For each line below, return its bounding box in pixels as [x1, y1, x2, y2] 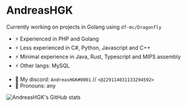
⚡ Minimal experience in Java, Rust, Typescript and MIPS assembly [14, 53, 181, 60]
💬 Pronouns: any [14, 82, 56, 89]
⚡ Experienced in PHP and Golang [14, 35, 99, 42]
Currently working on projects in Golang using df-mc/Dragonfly [6, 23, 162, 30]
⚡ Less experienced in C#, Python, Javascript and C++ [14, 44, 151, 51]
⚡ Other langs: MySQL [14, 62, 70, 69]
